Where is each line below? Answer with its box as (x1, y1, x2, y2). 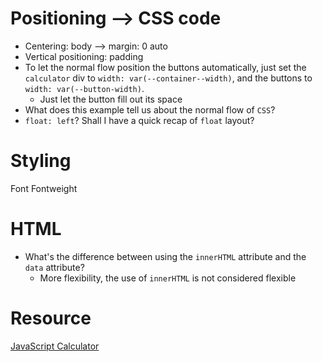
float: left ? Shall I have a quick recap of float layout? (24, 114, 255, 126)
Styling (10, 150, 72, 172)
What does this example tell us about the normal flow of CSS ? (24, 103, 276, 116)
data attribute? (24, 261, 85, 273)
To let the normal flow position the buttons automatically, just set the (24, 61, 307, 73)
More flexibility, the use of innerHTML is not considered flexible (39, 272, 297, 284)
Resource (10, 307, 92, 329)
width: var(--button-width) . (24, 82, 145, 94)
